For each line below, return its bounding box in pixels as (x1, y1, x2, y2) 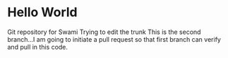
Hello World (7, 4, 78, 21)
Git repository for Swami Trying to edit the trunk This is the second (7, 28, 201, 36)
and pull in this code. (7, 42, 68, 51)
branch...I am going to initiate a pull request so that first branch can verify (7, 35, 221, 43)
